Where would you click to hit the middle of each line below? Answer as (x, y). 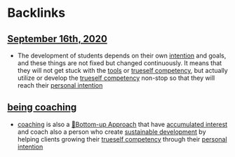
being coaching (42, 108)
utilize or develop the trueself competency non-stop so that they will (116, 78)
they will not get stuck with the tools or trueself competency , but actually (122, 70)
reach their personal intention (60, 85)
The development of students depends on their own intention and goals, (122, 55)
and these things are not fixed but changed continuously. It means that (120, 63)
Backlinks (36, 13)
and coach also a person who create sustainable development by (112, 132)
